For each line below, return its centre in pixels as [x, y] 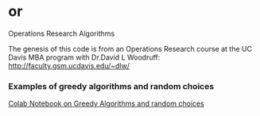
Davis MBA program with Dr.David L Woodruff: [84, 57]
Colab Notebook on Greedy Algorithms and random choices [106, 104]
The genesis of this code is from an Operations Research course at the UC [130, 48]
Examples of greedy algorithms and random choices [111, 86]
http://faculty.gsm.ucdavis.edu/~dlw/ [69, 65]
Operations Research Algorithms [62, 33]
